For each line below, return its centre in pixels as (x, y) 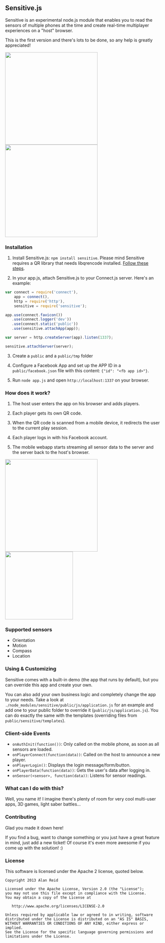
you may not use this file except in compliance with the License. (76, 893)
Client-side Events (28, 733)
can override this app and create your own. (49, 685)
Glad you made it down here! (34, 828)
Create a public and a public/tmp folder (53, 356)
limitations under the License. (38, 936)
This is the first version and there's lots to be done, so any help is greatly (79, 40)
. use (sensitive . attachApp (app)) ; (46, 329)
